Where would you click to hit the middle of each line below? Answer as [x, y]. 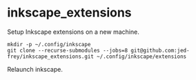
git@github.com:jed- [160, 50]
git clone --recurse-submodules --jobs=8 [68, 50]
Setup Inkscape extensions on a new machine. [73, 32]
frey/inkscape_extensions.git [51, 57]
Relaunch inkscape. [35, 69]
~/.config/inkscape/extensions [141, 57]
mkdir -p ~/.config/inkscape [49, 44]
